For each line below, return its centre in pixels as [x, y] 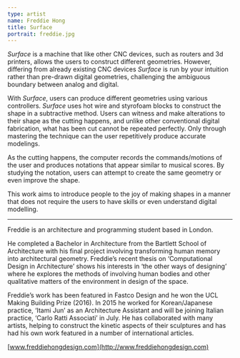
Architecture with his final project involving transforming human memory [114, 251]
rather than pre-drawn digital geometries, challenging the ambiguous [109, 77]
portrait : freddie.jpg [41, 34]
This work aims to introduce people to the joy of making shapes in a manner [119, 194]
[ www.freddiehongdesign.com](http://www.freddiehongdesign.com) [108, 347]
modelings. [24, 144]
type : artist [27, 14]
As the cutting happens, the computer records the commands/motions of [115, 158]
